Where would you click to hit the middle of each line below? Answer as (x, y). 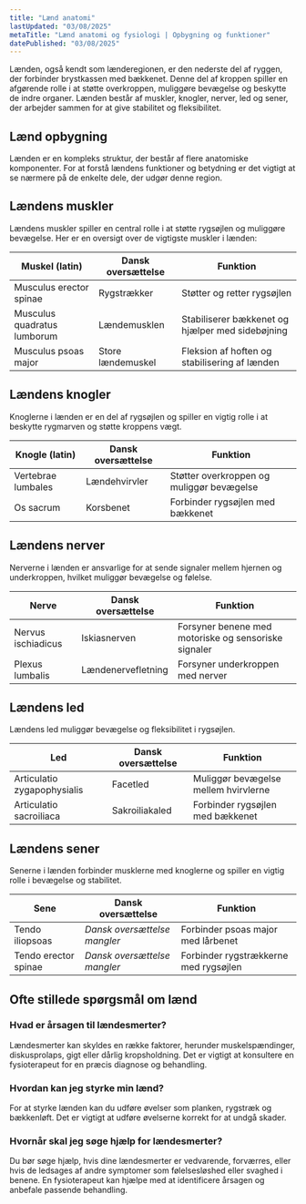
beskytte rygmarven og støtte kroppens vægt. (96, 426)
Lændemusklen (132, 324)
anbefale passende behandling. (69, 1190)
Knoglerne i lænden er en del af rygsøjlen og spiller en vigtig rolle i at (139, 416)
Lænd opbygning (58, 136)
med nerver (202, 675)
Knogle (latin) (46, 454)
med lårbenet (209, 941)
